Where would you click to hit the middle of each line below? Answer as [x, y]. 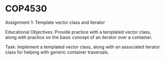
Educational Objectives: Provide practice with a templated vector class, [78, 32]
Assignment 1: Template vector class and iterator [55, 22]
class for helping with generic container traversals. [57, 52]
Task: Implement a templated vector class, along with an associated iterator [83, 47]
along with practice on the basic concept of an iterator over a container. [79, 37]
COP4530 [26, 9]
